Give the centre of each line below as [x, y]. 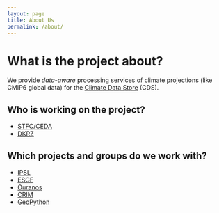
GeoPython [33, 202]
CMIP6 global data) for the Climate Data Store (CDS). [83, 88]
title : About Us [31, 20]
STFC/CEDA [35, 127]
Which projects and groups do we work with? [107, 156]
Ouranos [30, 187]
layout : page [26, 14]
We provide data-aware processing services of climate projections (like [110, 80]
